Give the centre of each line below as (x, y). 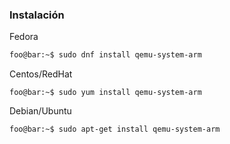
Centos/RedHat (41, 74)
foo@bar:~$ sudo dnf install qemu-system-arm (105, 55)
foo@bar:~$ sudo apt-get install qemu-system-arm (115, 129)
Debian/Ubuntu (40, 111)
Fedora (24, 37)
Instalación (37, 15)
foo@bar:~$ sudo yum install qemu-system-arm (105, 93)
